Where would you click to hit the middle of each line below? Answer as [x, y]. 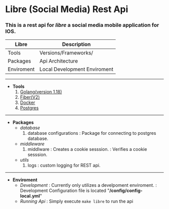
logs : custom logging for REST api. [64, 166]
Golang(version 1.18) [41, 92]
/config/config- [126, 191]
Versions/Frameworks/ [66, 53]
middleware [32, 144]
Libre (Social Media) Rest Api [67, 9]
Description [76, 44]
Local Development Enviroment [76, 69]
